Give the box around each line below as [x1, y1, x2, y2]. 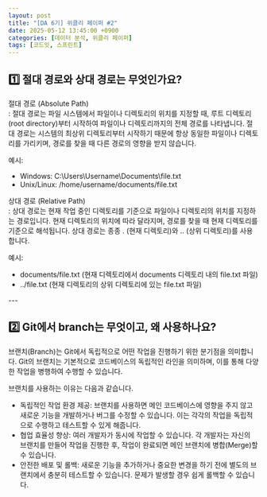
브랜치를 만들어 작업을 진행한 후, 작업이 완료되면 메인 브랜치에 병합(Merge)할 [19, 440, 258, 449]
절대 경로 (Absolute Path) [8, 99, 89, 108]
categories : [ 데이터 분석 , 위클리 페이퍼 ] [8, 33, 133, 42]
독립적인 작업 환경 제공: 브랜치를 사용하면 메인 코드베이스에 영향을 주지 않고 [19, 400, 253, 410]
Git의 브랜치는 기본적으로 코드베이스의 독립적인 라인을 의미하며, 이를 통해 [18, 356, 245, 366]
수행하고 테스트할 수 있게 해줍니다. [34, 420, 141, 429]
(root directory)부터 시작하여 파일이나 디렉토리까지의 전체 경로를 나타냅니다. [8, 118, 245, 128]
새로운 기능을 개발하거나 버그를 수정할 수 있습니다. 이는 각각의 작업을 [19, 410, 232, 420]
